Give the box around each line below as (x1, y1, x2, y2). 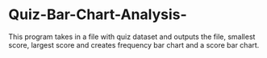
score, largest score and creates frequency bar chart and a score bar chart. (8, 40, 260, 49)
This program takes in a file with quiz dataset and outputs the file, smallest (8, 32, 256, 41)
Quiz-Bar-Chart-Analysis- (8, 6, 187, 24)
